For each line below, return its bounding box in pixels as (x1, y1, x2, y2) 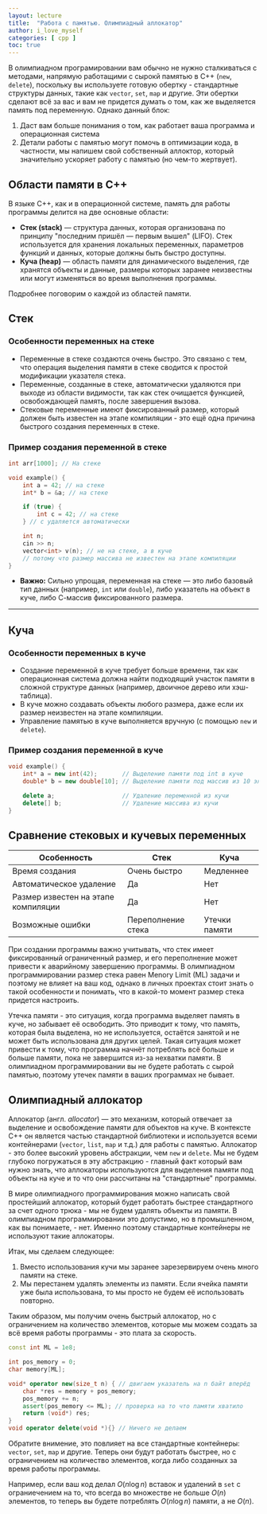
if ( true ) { (22, 503, 62, 511)
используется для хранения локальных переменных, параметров (19, 240, 244, 249)
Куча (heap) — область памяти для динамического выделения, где (19, 256, 250, 266)
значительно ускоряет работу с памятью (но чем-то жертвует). (19, 154, 238, 164)
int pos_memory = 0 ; (8, 1358, 77, 1366)
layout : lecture (8, 11, 62, 20)
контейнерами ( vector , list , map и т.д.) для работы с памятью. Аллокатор (8, 1140, 257, 1149)
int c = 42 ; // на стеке (37, 510, 119, 518)
